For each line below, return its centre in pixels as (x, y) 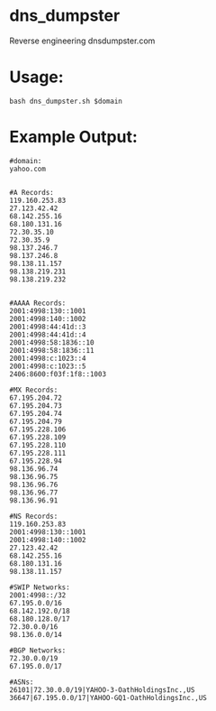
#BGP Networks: (38, 651)
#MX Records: (34, 390)
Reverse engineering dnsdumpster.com (82, 41)
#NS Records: (34, 516)
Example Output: (73, 137)
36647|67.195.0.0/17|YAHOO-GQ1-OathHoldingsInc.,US (108, 697)
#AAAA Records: (38, 303)
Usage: (37, 77)
